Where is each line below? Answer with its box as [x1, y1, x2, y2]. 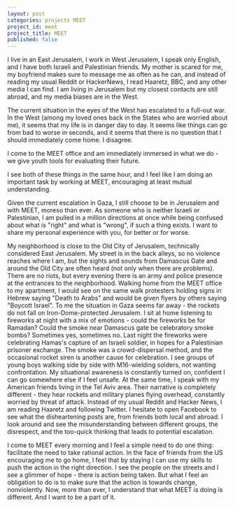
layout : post [7, 10, 45, 17]
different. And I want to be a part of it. [7, 493, 116, 502]
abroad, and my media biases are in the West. [7, 92, 139, 101]
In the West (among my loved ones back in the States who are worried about [7, 113, 228, 122]
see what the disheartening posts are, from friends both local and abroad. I [7, 413, 224, 421]
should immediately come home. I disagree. [7, 136, 133, 144]
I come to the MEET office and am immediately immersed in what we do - [7, 150, 219, 158]
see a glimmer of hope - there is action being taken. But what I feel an [7, 471, 208, 479]
